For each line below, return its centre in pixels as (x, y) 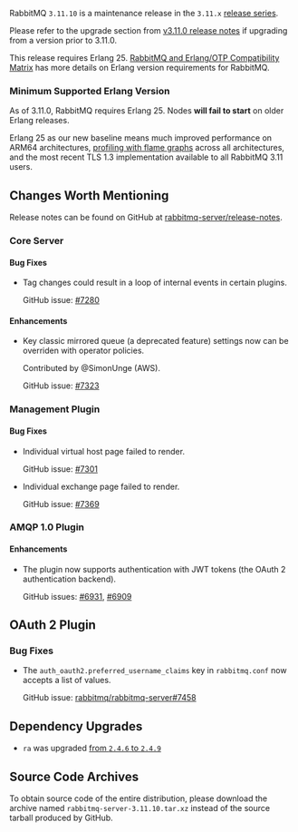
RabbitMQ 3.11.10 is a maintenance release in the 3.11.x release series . (144, 13)
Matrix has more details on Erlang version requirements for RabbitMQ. (139, 68)
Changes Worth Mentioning (89, 196)
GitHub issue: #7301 (60, 469)
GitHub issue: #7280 (61, 300)
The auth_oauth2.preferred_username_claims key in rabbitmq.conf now (154, 670)
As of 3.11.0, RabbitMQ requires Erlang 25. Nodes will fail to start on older (147, 111)
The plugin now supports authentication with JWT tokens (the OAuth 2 (154, 569)
